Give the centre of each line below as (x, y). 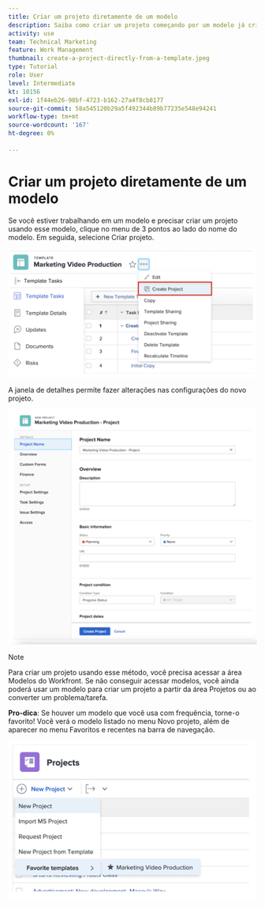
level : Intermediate (42, 83)
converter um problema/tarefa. (58, 698)
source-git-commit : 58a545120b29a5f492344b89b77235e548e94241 (112, 108)
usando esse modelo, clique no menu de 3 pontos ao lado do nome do (123, 228)
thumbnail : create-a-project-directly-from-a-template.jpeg (109, 58)
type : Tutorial (33, 67)
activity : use (32, 33)
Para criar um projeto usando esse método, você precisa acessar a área (125, 672)
